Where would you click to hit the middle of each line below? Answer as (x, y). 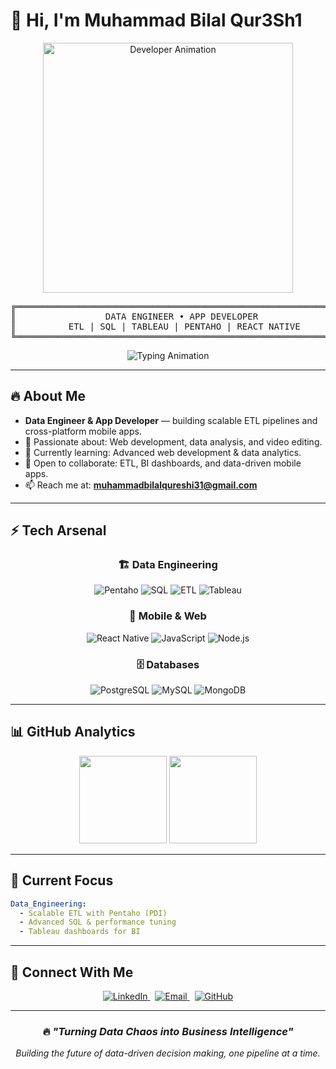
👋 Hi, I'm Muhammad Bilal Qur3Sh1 (156, 20)
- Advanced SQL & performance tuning (98, 922)
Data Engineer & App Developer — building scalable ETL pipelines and (171, 420)
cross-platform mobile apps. (83, 431)
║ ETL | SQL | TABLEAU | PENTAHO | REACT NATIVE (155, 326)
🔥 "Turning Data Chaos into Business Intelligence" (168, 1031)
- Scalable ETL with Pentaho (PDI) (93, 913)
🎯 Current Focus (62, 880)
